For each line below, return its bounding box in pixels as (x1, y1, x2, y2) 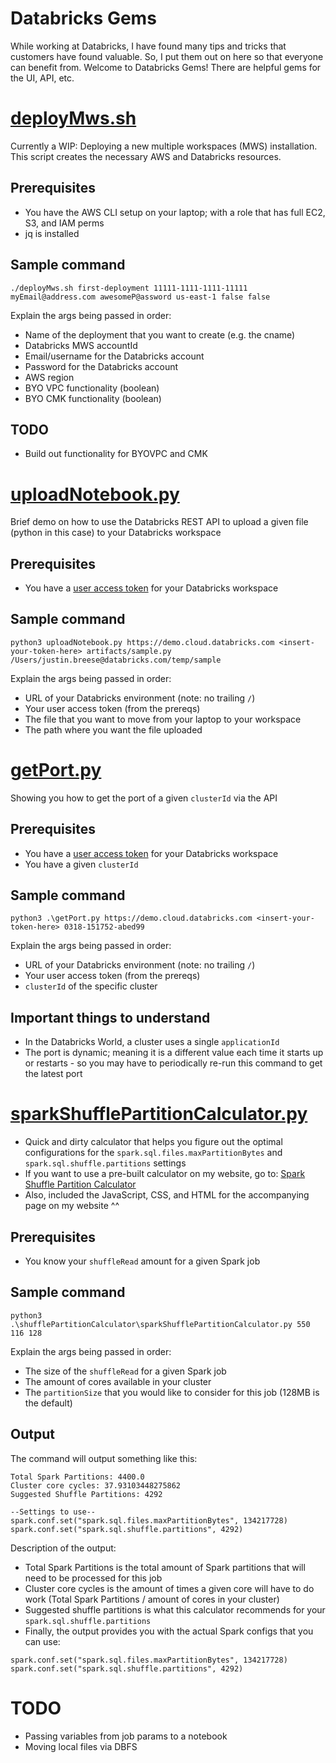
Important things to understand (10, 1009, 211, 1026)
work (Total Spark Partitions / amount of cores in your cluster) (24, 1593, 280, 1605)
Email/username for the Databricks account (24, 350, 205, 362)
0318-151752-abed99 (63, 922, 145, 932)
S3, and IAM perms (24, 217, 105, 229)
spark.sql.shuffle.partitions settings (24, 1157, 187, 1169)
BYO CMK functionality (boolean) (24, 392, 162, 404)
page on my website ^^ (24, 1200, 120, 1212)
